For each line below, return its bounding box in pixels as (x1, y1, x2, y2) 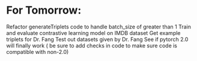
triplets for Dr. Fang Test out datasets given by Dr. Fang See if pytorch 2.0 (6, 36, 189, 43)
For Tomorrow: (6, 4, 82, 17)
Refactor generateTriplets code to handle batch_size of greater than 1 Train (6, 23, 191, 30)
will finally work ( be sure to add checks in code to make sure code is (6, 42, 178, 49)
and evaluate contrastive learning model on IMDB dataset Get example (6, 29, 181, 36)
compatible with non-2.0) (6, 48, 69, 55)
